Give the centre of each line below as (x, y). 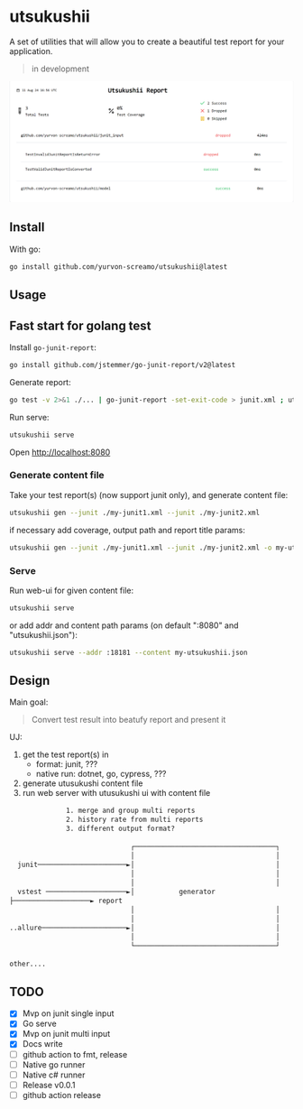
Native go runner (54, 1064)
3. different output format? (121, 829)
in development (60, 69)
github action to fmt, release (75, 1054)
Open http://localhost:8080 (60, 452)
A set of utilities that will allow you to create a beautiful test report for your (147, 42)
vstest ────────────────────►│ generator (117, 892)
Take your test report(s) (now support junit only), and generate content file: (149, 494)
